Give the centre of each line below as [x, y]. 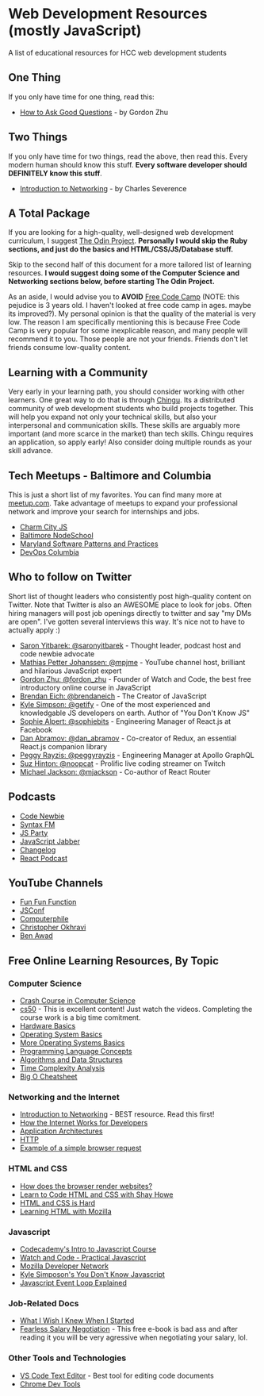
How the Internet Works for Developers [84, 1123]
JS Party [34, 833]
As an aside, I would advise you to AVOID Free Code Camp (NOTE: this [124, 297]
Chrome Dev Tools [50, 1384]
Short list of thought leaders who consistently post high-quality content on [130, 596]
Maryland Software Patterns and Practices [89, 544]
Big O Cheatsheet [48, 1077]
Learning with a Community [78, 373]
